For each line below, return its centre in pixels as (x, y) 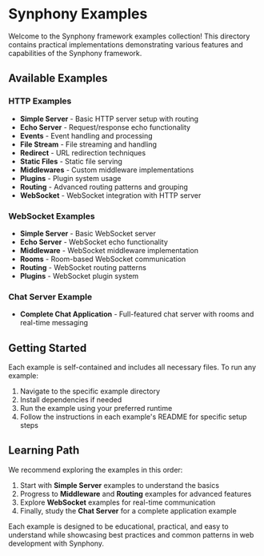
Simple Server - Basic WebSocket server (88, 233)
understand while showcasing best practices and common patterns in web (131, 534)
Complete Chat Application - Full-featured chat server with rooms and (137, 314)
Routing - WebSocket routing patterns (83, 267)
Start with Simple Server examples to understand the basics (120, 485)
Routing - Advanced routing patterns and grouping (104, 187)
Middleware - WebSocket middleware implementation (109, 250)
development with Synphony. (56, 543)
